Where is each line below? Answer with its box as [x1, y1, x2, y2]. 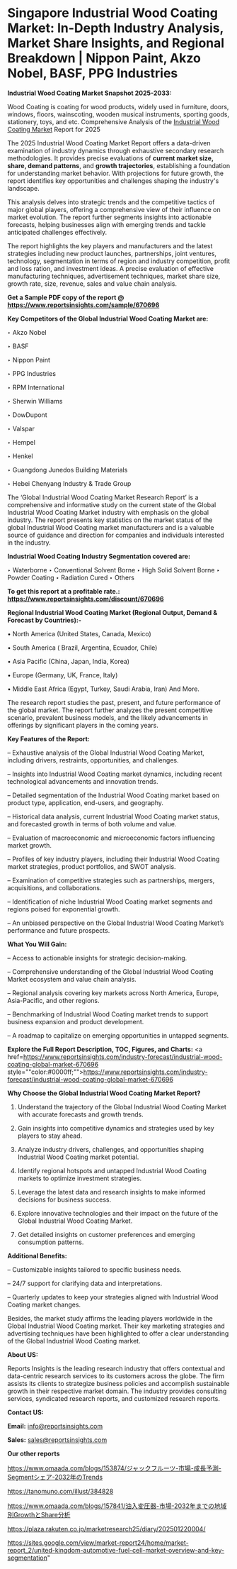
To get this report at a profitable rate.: [7, 587, 120, 595]
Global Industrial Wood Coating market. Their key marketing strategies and [7, 1321, 225, 1330]
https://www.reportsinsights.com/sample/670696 [7, 300, 160, 309]
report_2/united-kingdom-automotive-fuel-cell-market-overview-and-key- [7, 1546, 225, 1554]
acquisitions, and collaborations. [7, 883, 102, 892]
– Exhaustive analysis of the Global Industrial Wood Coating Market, [7, 748, 205, 757]
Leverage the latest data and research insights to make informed [17, 1187, 207, 1196]
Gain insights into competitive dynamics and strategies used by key [17, 1124, 214, 1132]
